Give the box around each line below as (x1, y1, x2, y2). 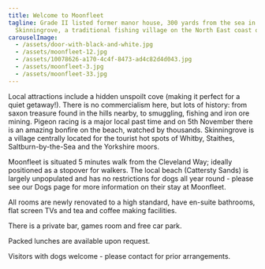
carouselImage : (8, 33, 58, 42)
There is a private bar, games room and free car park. (8, 221, 182, 230)
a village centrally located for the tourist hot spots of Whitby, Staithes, (8, 133, 235, 142)
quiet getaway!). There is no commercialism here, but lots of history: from (8, 100, 248, 109)
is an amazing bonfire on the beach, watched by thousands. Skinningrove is (8, 125, 255, 134)
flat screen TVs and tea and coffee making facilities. (8, 205, 177, 215)
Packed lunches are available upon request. (8, 236, 151, 245)
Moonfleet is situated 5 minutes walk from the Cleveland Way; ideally (8, 157, 233, 166)
